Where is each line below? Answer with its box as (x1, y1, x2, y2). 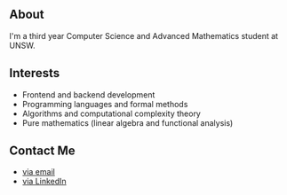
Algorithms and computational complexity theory (21, 108, 202, 119)
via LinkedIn (21, 176, 67, 187)
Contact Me (9, 144, 76, 159)
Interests (9, 66, 60, 81)
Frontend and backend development (21, 89, 155, 100)
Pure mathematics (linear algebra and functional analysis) (21, 117, 234, 128)
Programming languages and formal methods (21, 98, 188, 109)
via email (21, 167, 55, 177)
